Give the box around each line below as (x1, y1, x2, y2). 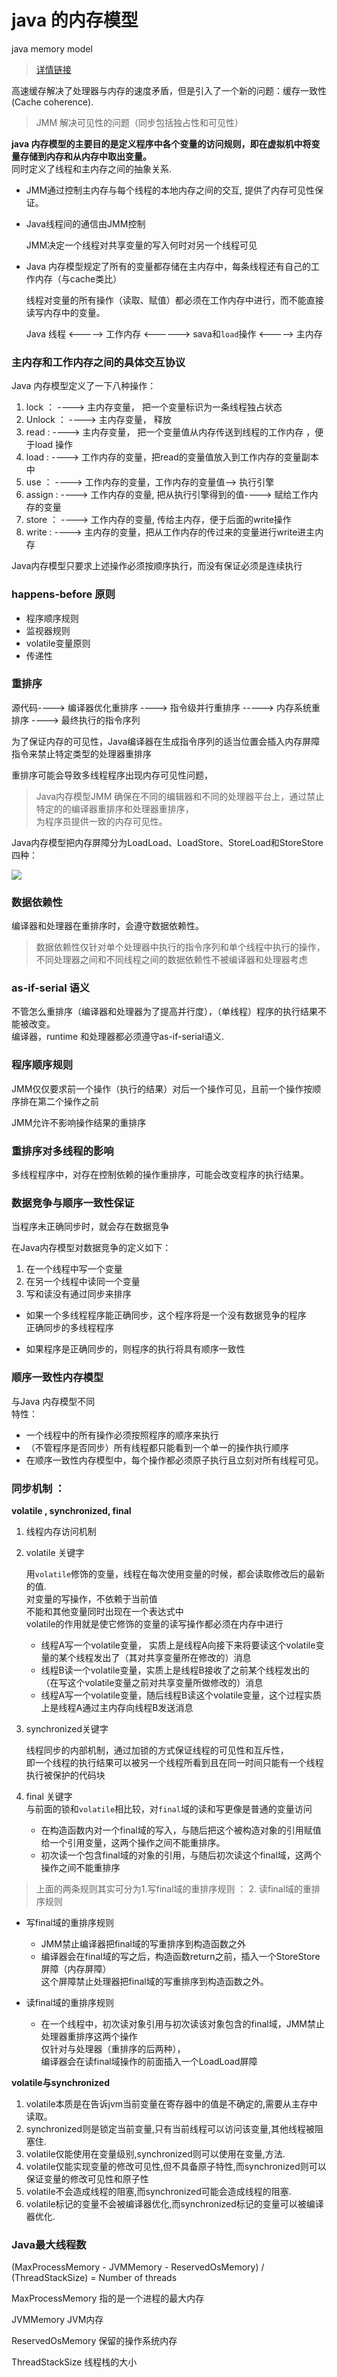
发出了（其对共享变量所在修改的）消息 (93, 1651, 252, 1663)
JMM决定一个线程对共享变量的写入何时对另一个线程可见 (25, 239, 258, 251)
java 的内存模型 (11, 9, 139, 32)
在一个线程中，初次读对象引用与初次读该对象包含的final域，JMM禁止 (40, 2017, 325, 2030)
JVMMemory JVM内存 (11, 2314, 104, 2326)
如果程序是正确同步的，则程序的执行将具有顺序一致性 (25, 1343, 246, 1355)
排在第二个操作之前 (19, 1095, 99, 1107)
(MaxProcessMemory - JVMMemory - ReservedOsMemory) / (11, 2261, 265, 2273)
